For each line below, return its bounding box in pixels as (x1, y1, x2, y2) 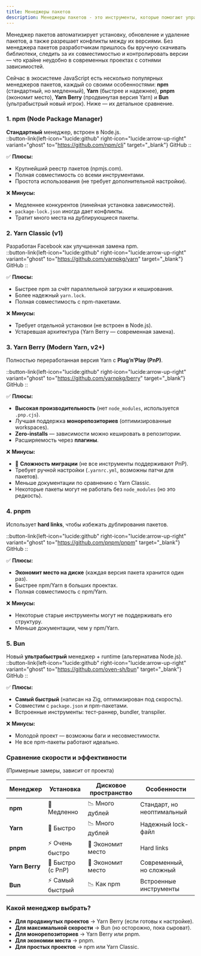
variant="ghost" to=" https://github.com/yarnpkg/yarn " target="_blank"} (6, 256, 184, 263)
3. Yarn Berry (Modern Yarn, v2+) (6, 343, 105, 352)
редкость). (14, 492, 43, 499)
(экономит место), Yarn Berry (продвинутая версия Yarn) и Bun (6, 94, 169, 101)
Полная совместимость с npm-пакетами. (14, 298, 121, 305)
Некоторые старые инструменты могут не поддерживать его (14, 612, 172, 619)
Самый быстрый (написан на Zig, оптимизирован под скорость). (14, 696, 183, 703)
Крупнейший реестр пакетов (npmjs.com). (14, 164, 123, 172)
